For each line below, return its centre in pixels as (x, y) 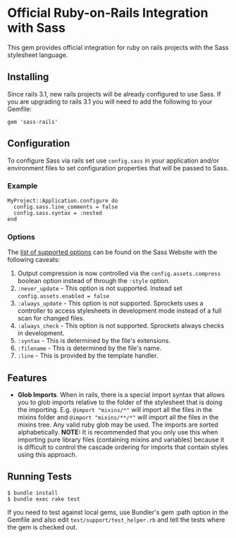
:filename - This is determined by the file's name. (89, 348)
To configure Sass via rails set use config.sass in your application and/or (113, 161)
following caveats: (34, 260)
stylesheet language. (38, 55)
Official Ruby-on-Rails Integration (108, 13)
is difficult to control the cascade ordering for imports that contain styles (123, 447)
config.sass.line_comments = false (66, 207)
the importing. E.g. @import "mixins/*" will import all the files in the (115, 409)
